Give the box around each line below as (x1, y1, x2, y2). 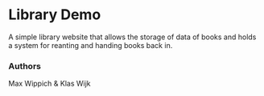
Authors (8, 60, 42, 71)
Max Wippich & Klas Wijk (8, 78, 91, 89)
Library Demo (8, 6, 101, 24)
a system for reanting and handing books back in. (8, 40, 173, 50)
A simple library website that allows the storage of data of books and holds (8, 32, 257, 42)
